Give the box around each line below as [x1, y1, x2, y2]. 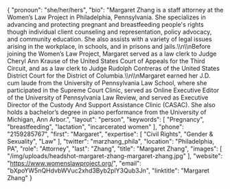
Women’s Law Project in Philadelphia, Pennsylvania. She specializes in [7, 13, 206, 21]
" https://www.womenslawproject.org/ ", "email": [7, 159, 142, 167]
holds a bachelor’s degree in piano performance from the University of [7, 108, 207, 116]
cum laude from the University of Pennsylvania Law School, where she [7, 79, 207, 87]
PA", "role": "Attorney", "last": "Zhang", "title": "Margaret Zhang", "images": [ [7, 144, 222, 153]
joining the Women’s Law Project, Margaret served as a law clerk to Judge [7, 49, 217, 58]
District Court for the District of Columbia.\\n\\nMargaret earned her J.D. [7, 71, 211, 80]
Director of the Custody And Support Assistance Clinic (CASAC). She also [7, 101, 216, 109]
